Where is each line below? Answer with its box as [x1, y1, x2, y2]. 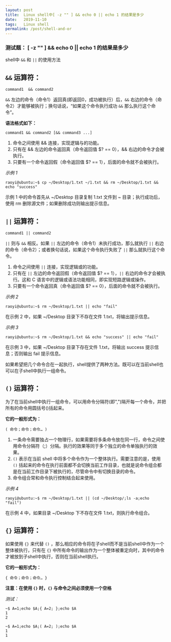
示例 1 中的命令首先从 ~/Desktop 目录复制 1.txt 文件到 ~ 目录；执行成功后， [5, 194, 163, 200]
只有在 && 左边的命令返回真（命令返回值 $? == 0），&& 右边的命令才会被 [12, 146, 164, 152]
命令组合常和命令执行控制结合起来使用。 [12, 475, 98, 481]
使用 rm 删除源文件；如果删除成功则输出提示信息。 [5, 200, 112, 207]
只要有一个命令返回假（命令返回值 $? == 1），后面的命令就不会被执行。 [12, 159, 162, 165]
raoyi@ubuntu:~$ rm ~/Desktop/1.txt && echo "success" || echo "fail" [5, 335, 159, 340]
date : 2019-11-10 [5, 17, 47, 22]
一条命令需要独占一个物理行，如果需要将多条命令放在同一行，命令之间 [12, 436, 161, 443]
